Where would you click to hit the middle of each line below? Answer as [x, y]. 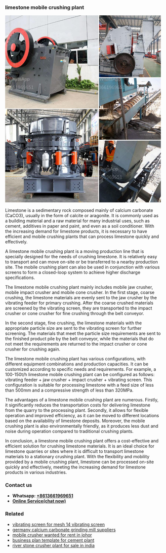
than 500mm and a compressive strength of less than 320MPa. [69, 390]
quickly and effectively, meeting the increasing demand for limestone [75, 467]
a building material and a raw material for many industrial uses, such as [77, 221]
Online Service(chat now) [39, 501]
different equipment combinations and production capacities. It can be [77, 364]
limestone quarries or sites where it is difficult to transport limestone [75, 451]
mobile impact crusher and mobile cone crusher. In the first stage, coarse [80, 292]
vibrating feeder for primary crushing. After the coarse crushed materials [79, 303]
